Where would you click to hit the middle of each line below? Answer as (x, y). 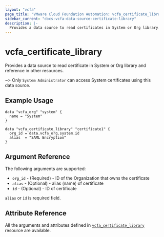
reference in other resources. (34, 71)
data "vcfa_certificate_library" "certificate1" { (58, 129)
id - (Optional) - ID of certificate (44, 188)
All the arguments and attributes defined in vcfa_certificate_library (75, 225)
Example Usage (29, 101)
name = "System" (26, 116)
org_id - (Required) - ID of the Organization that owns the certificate (81, 178)
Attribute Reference (36, 213)
